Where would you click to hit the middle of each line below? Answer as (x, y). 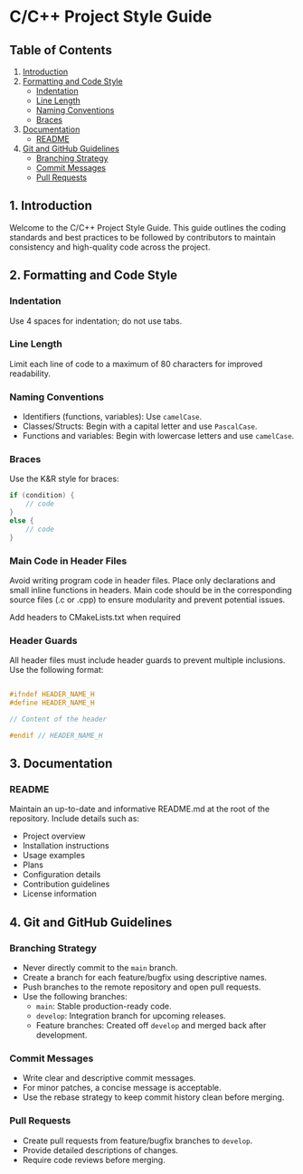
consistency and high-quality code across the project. (110, 247)
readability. (30, 374)
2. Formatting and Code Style (94, 275)
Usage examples (54, 856)
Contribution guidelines (66, 885)
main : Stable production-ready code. (104, 1007)
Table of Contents (61, 50)
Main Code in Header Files (68, 561)
